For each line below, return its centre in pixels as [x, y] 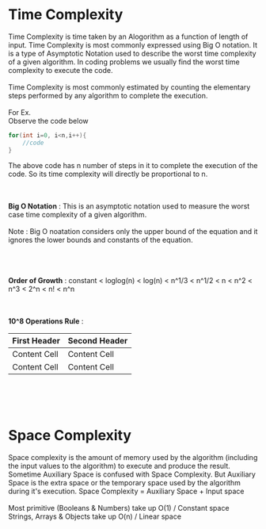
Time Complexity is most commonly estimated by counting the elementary [129, 87]
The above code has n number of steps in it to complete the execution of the [133, 165]
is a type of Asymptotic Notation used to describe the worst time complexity [132, 53]
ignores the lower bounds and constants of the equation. [101, 240]
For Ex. [20, 112]
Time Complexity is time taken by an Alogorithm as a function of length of [128, 36]
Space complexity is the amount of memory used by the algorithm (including [133, 457]
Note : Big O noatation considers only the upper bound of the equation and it [133, 231]
